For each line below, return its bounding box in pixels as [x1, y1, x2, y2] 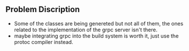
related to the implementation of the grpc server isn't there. [14, 26, 158, 33]
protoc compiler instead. [14, 38, 74, 45]
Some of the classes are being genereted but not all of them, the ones [14, 20, 184, 27]
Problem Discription [5, 5, 80, 14]
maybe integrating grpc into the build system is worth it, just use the [14, 32, 179, 39]
